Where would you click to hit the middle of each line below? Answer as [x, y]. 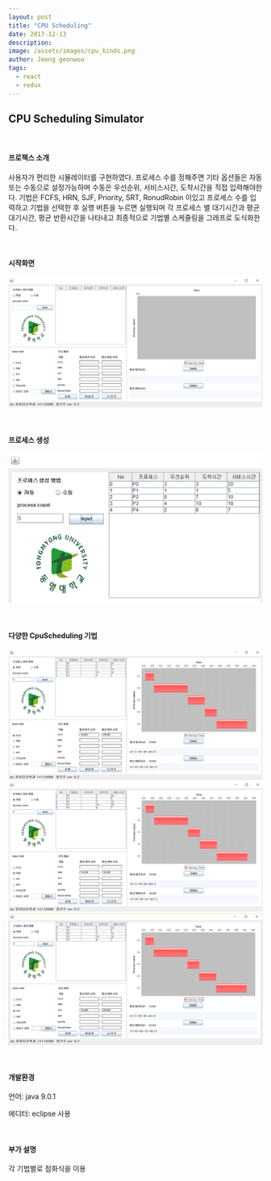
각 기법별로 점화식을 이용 [47, 1169]
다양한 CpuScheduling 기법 [53, 635]
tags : [17, 69]
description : [30, 43]
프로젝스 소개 [29, 158]
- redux [29, 85]
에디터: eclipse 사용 [40, 1114]
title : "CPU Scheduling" [50, 25]
